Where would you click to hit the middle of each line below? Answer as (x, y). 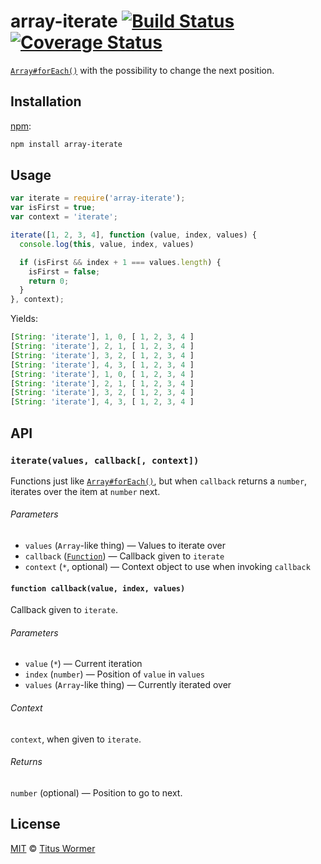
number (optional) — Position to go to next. (96, 792)
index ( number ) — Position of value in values (115, 674)
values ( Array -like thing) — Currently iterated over (128, 685)
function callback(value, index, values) (98, 588)
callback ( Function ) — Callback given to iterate (124, 556)
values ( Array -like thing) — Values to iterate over (125, 546)
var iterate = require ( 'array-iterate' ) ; (98, 198)
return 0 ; (49, 281)
